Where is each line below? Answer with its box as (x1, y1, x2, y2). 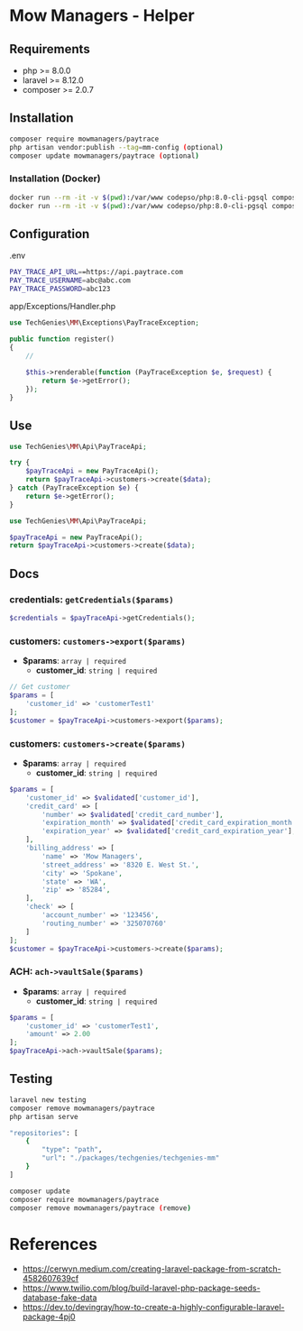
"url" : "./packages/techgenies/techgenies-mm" (41, 1153, 220, 1163)
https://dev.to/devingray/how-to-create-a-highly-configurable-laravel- (22, 1302, 286, 1313)
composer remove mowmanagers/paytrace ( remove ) (9, 1203, 192, 1213)
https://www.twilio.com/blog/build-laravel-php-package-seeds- (22, 1282, 261, 1294)
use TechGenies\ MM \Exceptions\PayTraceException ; (9, 317, 200, 327)
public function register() (9, 335, 115, 344)
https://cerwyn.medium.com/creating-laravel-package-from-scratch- (22, 1263, 281, 1274)
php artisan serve (9, 1112, 78, 1121)
